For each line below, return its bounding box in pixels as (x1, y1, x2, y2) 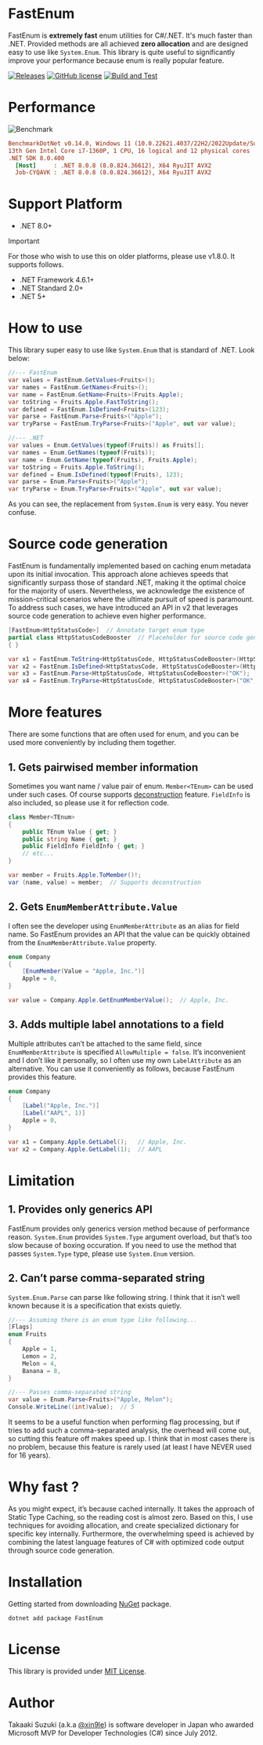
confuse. (8, 508, 37, 517)
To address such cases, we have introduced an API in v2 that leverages (8, 603, 239, 612)
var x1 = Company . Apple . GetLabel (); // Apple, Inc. (8, 1137, 188, 1146)
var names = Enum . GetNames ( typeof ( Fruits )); (8, 448, 156, 456)
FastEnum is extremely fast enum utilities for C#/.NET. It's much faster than (8, 31, 253, 40)
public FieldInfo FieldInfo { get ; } (22, 842, 146, 850)
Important (8, 236, 40, 246)
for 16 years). (8, 1451, 51, 1460)
